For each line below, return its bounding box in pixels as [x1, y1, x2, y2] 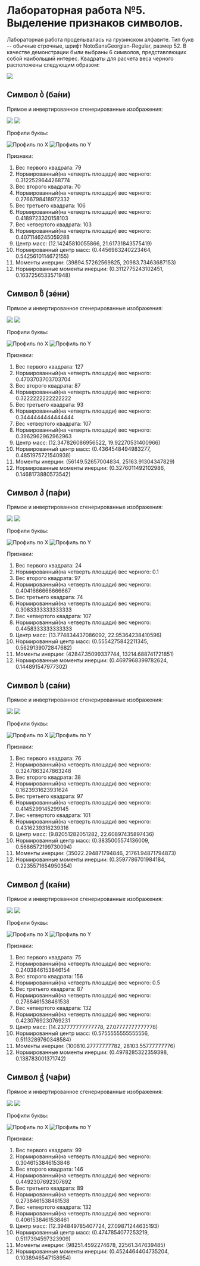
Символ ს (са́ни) [7, 680, 71, 691]
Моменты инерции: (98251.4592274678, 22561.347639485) [15, 1241, 166, 1248]
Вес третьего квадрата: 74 [15, 594, 83, 601]
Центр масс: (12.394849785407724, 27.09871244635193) [15, 1222, 160, 1230]
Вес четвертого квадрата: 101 [15, 812, 91, 819]
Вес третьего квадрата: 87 [15, 986, 83, 992]
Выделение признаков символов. [7, 16, 183, 30]
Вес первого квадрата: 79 [15, 164, 82, 171]
